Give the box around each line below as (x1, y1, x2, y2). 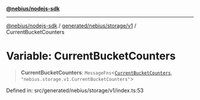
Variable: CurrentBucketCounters (6, 49, 176, 63)
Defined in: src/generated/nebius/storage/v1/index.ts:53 (6, 86, 144, 94)
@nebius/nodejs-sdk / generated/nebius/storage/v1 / (6, 22, 137, 29)
